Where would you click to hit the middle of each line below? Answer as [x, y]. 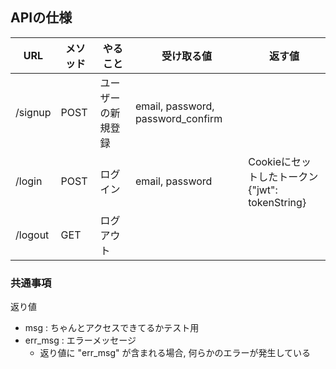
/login [29, 181]
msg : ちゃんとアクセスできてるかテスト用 [112, 328]
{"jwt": [263, 190]
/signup [33, 112]
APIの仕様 [41, 18]
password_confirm [178, 118]
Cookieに [270, 161]
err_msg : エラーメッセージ [80, 340]
